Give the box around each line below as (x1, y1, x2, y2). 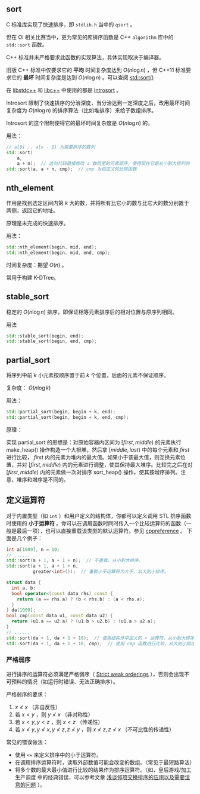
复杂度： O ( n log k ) (6, 384, 51, 391)
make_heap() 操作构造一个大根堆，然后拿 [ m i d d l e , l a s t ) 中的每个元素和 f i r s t (6, 446, 190, 453)
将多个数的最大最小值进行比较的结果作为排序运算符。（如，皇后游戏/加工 (14, 766, 192, 773)
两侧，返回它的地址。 (6, 207, 58, 214)
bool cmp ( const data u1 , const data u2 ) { (6, 613, 113, 619)
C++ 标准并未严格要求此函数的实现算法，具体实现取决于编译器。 (6, 53, 165, 61)
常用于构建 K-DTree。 (6, 274, 60, 281)
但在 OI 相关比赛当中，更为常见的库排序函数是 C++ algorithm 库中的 (6, 33, 174, 41)
